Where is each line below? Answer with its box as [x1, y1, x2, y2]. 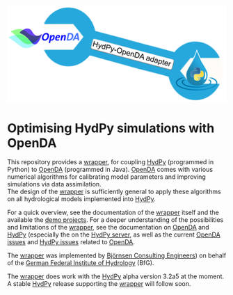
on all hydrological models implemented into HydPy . [7, 195, 156, 203]
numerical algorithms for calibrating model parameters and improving [7, 173, 207, 181]
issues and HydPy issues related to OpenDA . [7, 238, 136, 246]
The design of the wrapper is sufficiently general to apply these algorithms [7, 187, 221, 196]
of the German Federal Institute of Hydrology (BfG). [7, 259, 154, 267]
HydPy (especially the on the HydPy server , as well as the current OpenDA [7, 230, 220, 239]
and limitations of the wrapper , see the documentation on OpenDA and [7, 223, 210, 232]
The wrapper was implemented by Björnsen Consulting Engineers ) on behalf [7, 251, 227, 260]
